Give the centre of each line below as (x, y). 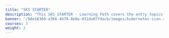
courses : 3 (17, 23)
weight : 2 (16, 28)
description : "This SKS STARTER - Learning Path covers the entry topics (84, 14)
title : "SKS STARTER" (28, 10)
